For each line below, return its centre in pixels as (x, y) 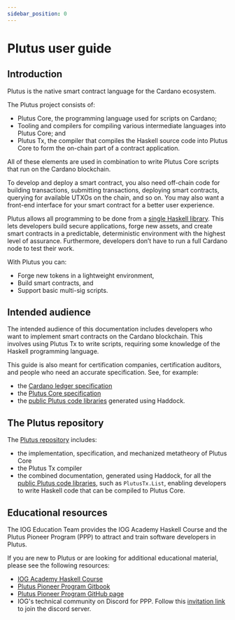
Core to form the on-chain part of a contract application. (99, 148)
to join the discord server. (54, 609)
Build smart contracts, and (55, 283)
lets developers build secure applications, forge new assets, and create (110, 226)
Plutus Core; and (42, 133)
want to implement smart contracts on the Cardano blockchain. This (105, 336)
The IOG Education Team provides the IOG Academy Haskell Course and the (117, 530)
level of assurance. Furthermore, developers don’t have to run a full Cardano (117, 241)
